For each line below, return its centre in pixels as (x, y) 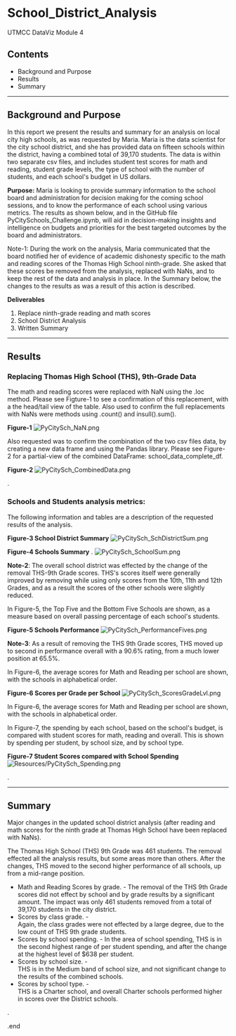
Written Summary (43, 328)
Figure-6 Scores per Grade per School (64, 693)
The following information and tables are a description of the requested (110, 517)
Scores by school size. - (52, 962)
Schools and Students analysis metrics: (77, 502)
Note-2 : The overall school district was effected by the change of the (107, 565)
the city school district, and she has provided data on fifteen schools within (116, 147)
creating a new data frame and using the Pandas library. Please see (105, 449)
